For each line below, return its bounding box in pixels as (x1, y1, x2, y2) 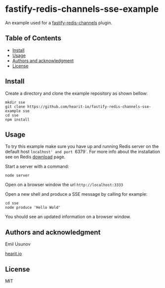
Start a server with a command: (5, 164, 69, 170)
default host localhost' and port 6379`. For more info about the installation (5, 149, 161, 155)
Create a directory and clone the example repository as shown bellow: (5, 90, 148, 96)
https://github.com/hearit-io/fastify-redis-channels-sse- (27, 104, 152, 109)
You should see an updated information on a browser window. (5, 214, 131, 220)
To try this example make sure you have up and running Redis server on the (5, 144, 159, 149)
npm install (5, 117, 30, 122)
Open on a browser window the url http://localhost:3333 (5, 181, 124, 188)
